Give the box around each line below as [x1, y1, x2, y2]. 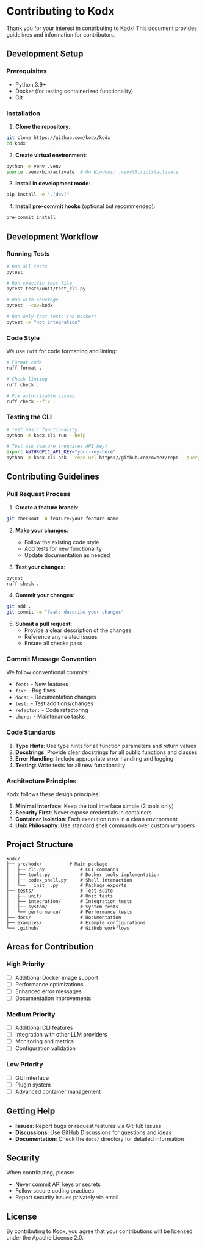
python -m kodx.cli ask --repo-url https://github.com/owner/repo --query [6, 455, 201, 461]
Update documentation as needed [24, 551, 110, 559]
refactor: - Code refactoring [15, 706, 88, 714]
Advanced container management [15, 1088, 101, 1095]
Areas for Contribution [6, 941, 94, 952]
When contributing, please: [6, 1169, 74, 1176]
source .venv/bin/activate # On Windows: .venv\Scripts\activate [6, 169, 179, 175]
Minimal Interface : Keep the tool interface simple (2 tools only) [15, 802, 174, 810]
